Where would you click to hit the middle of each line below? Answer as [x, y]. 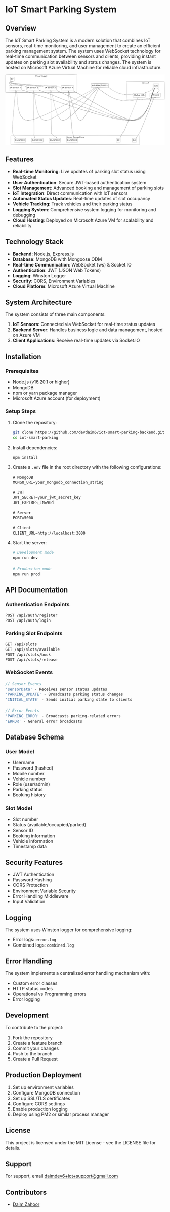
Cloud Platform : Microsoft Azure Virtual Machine [63, 286]
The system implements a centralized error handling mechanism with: [78, 973]
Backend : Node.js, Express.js [43, 254]
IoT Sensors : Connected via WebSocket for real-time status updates [84, 324]
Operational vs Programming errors [49, 994]
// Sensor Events [24, 684]
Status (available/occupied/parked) [49, 824]
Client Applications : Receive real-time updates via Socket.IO [76, 341]
